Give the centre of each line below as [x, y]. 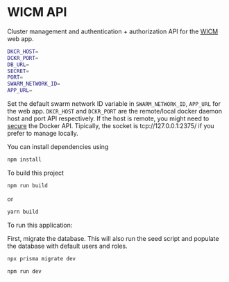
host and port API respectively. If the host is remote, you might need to [108, 118]
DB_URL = [18, 64]
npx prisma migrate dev [42, 258]
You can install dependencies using [58, 147]
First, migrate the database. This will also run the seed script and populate [113, 238]
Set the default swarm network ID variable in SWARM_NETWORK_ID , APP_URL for [114, 104]
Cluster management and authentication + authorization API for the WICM [113, 31]
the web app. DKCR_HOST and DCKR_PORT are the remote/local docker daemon [115, 111]
